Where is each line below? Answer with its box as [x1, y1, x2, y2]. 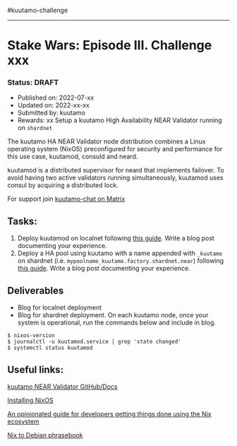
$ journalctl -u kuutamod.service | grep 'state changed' [7, 339, 181, 346]
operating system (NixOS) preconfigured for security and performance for [7, 145, 223, 153]
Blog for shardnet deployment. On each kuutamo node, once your [17, 311, 209, 319]
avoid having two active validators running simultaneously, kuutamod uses [7, 173, 224, 182]
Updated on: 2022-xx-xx [17, 101, 90, 110]
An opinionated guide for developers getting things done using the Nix [7, 409, 212, 418]
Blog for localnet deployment [17, 303, 102, 312]
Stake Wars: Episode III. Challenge [7, 37, 212, 54]
